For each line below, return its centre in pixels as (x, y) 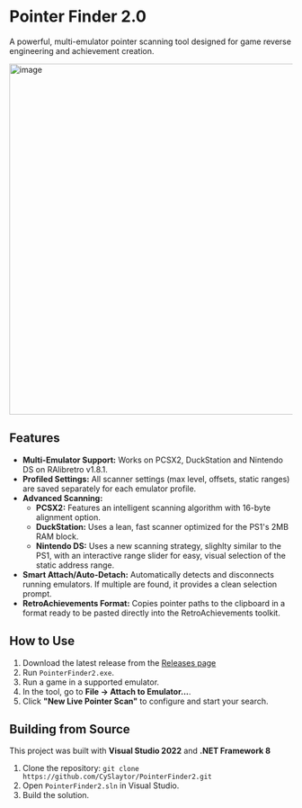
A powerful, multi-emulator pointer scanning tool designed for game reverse (151, 41)
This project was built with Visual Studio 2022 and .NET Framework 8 (140, 751)
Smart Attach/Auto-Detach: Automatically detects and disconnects (148, 574)
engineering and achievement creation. (82, 50)
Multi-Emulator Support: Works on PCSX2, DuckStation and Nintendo (152, 460)
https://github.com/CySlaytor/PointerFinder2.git (117, 777)
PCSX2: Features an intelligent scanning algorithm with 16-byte (153, 507)
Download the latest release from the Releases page (119, 662)
